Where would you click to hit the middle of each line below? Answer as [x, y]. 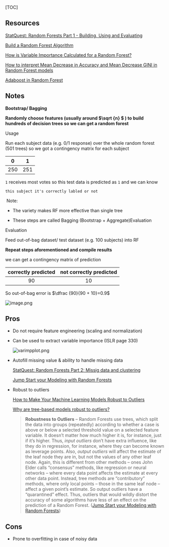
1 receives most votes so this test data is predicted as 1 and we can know [81, 182]
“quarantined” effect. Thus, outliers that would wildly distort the [91, 495]
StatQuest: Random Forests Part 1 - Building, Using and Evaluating [74, 35]
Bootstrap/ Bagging [26, 108]
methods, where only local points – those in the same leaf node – [93, 484]
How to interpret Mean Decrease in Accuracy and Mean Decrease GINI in [81, 65]
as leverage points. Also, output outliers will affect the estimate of [93, 452]
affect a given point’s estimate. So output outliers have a [83, 489]
